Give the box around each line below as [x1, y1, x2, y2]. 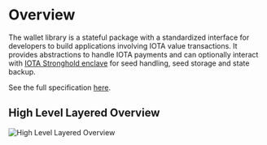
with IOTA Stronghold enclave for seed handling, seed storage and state [8, 58, 250, 68]
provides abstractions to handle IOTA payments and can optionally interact [8, 49, 259, 59]
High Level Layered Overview [8, 106, 160, 120]
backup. [8, 66, 37, 76]
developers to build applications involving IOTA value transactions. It [8, 41, 238, 50]
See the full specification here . [8, 83, 112, 92]
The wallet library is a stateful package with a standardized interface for [8, 32, 250, 42]
